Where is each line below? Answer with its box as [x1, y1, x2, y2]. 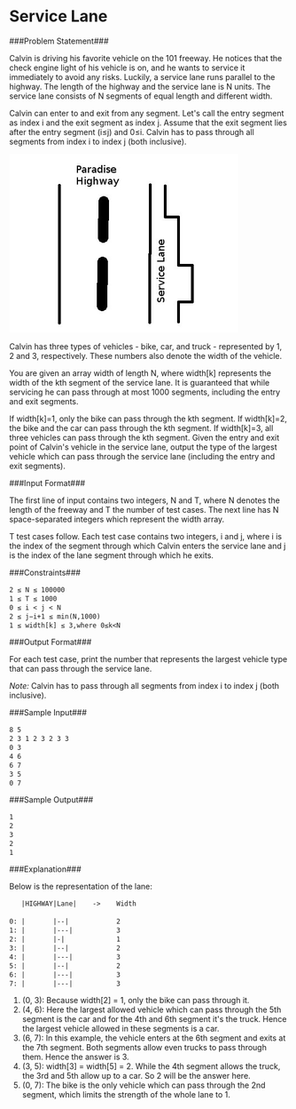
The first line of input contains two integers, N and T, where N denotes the [9, 495, 281, 506]
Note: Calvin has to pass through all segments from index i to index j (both [9, 680, 280, 690]
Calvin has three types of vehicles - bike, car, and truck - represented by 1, [9, 340, 282, 352]
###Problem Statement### [9, 36, 109, 46]
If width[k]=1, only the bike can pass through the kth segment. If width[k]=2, [9, 413, 288, 424]
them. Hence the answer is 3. [21, 1051, 130, 1062]
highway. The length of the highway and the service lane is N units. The [9, 81, 271, 92]
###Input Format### [9, 477, 86, 488]
